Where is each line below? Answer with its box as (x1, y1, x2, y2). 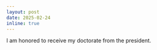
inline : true (6, 20, 40, 26)
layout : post (6, 9, 40, 15)
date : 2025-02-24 (6, 15, 51, 21)
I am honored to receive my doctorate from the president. (6, 37, 151, 45)
